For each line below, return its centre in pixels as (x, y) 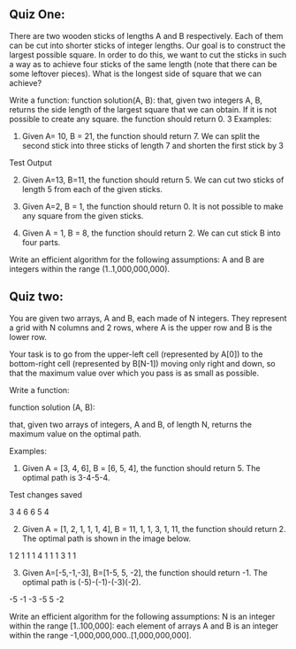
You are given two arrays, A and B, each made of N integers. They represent (148, 318)
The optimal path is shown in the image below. (106, 538)
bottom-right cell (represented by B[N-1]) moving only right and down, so (142, 363)
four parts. (41, 242)
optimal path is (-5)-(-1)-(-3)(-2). (81, 582)
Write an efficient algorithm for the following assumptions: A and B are (137, 259)
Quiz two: (36, 297)
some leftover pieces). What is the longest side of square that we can (136, 73)
